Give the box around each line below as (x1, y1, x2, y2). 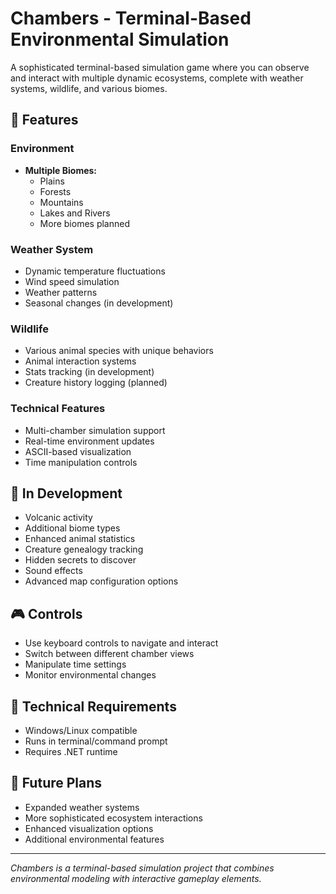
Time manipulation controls (24, 456, 138, 468)
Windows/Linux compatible (24, 724, 138, 736)
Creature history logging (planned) (24, 377, 168, 389)
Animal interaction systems (24, 355, 137, 367)
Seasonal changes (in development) (24, 297, 174, 309)
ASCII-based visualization (24, 445, 132, 457)
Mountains (39, 196, 84, 208)
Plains (39, 175, 65, 187)
